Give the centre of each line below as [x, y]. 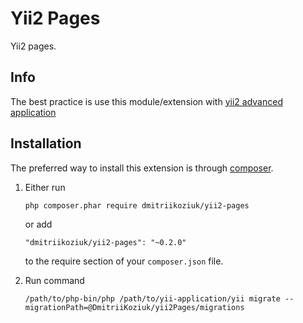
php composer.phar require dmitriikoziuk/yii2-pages [137, 205]
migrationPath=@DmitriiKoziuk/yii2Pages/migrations [134, 307]
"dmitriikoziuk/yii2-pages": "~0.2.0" [105, 242]
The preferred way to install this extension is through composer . [142, 168]
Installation [46, 143]
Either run [45, 187]
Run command [54, 280]
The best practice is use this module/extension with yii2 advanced [146, 101]
